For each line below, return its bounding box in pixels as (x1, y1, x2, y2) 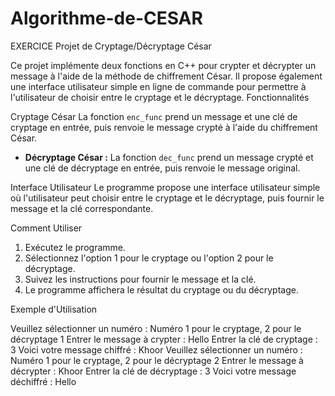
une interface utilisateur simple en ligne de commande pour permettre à (10, 80, 307, 92)
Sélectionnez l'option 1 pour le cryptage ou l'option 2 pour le (24, 252, 274, 264)
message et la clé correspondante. (10, 202, 154, 214)
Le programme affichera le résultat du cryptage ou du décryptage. (24, 283, 299, 296)
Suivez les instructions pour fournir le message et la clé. (24, 273, 257, 285)
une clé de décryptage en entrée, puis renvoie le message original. (24, 162, 301, 174)
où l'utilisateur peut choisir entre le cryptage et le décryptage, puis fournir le (10, 192, 325, 204)
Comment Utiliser (10, 222, 83, 234)
